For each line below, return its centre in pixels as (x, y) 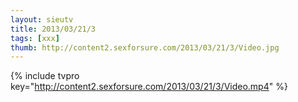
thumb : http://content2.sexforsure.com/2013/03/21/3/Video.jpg (145, 47)
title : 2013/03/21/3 (53, 29)
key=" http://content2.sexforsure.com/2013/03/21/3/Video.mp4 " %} (149, 87)
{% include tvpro (45, 76)
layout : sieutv (42, 19)
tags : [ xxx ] (35, 38)
